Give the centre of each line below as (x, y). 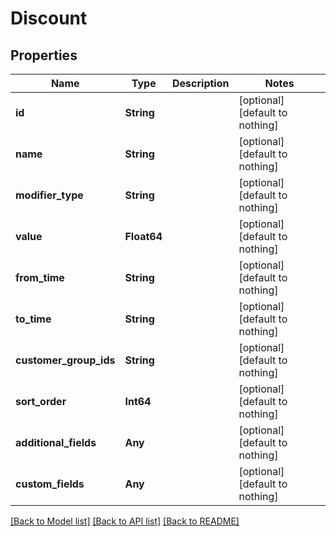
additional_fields (56, 442)
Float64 (143, 236)
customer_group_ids (65, 360)
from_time (40, 277)
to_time (33, 319)
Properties (44, 55)
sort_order (41, 401)
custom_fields (50, 484)
